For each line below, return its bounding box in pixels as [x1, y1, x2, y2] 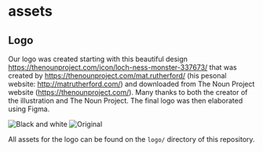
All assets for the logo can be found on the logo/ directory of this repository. [8, 135, 255, 143]
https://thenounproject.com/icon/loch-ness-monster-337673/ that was [8, 63, 237, 72]
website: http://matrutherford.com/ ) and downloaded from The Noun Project [8, 79, 255, 89]
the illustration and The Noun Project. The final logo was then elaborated [8, 96, 243, 105]
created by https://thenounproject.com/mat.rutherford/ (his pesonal [8, 71, 227, 80]
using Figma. [8, 104, 50, 114]
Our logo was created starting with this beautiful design [8, 54, 188, 63]
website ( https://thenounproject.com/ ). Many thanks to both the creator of [8, 88, 248, 96]
